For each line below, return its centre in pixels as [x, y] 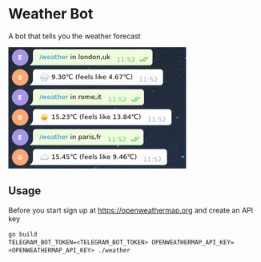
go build [23, 234]
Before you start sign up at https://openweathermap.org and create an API [131, 210]
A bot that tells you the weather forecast [75, 36]
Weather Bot [51, 14]
